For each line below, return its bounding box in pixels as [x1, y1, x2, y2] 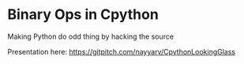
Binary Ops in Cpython [7, 6, 159, 24]
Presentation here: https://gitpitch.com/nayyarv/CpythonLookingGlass [7, 47, 236, 56]
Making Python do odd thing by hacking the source [7, 32, 175, 41]
